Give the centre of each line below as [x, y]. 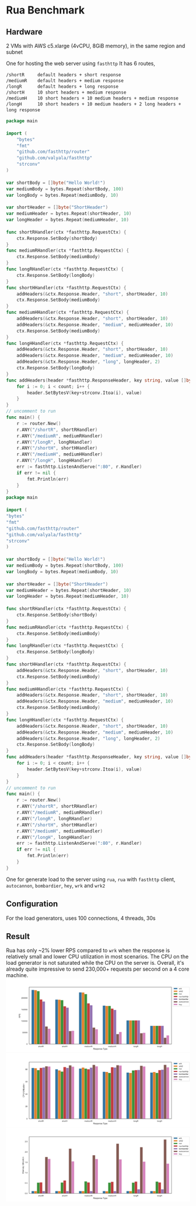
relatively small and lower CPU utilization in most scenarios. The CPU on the [97, 957]
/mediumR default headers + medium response [65, 81]
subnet [15, 52]
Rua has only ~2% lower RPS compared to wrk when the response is [88, 950]
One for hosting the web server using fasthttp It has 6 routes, [81, 63]
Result [18, 936]
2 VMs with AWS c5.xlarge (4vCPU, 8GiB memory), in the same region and [96, 46]
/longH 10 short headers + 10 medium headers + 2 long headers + [94, 104]
